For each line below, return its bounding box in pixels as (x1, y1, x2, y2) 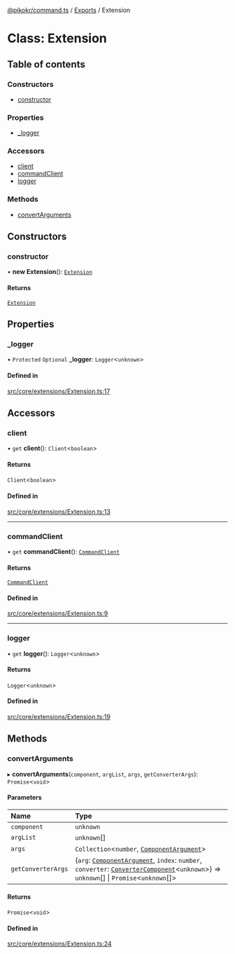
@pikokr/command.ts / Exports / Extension (7, 6, 131, 14)
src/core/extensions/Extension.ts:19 (7, 713, 111, 721)
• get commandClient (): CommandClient (7, 547, 120, 556)
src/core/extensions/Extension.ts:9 (7, 609, 108, 618)
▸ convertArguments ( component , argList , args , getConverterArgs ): (7, 770, 198, 778)
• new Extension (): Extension (7, 268, 93, 276)
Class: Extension (7, 31, 107, 46)
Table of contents (7, 58, 85, 70)
